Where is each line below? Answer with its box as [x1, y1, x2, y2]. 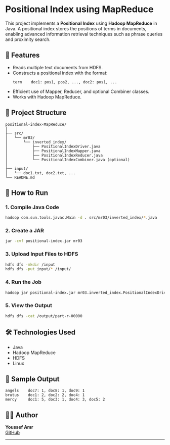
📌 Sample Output [5, 375, 60, 383]
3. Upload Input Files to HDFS [5, 251, 78, 258]
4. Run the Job [5, 279, 42, 286]
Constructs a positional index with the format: [12, 70, 108, 76]
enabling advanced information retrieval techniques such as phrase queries [5, 31, 163, 37]
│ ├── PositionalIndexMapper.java [5, 148, 101, 154]
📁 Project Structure [5, 109, 67, 117]
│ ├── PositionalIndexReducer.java [5, 153, 103, 158]
